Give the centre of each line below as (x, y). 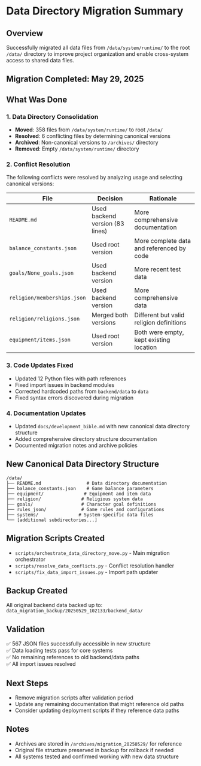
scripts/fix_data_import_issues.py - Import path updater (86, 572)
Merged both (110, 315)
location (146, 347)
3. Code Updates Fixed (40, 365)
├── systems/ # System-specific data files (80, 515)
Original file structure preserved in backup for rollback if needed (94, 750)
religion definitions (160, 323)
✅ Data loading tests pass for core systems (60, 651)
